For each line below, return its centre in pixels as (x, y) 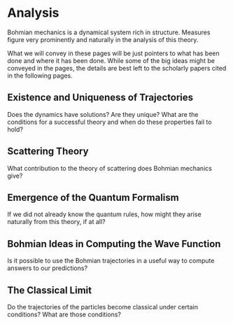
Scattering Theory (48, 152)
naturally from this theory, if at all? (56, 222)
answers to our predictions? (48, 268)
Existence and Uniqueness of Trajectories (100, 98)
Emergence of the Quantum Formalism (93, 197)
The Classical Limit (50, 290)
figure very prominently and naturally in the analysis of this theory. (103, 39)
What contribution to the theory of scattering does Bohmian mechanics (110, 168)
